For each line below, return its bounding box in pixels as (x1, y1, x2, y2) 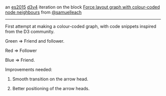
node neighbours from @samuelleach (5, 9, 82, 15)
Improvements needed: (5, 67, 52, 72)
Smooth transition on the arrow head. (12, 76, 88, 82)
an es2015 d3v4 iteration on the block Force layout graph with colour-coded (5, 4, 160, 10)
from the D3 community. (5, 29, 55, 34)
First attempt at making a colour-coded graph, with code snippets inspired (5, 24, 157, 29)
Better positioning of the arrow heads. (12, 86, 90, 91)
